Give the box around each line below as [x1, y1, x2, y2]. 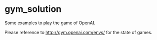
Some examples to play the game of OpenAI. [4, 20, 96, 26]
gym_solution [4, 3, 62, 15]
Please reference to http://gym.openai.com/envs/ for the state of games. [4, 29, 153, 35]
